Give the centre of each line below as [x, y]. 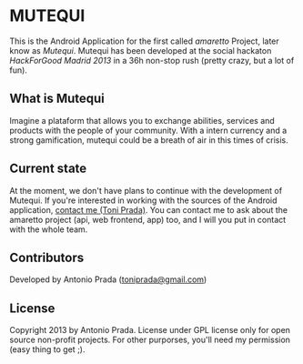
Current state [48, 169]
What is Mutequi [57, 99]
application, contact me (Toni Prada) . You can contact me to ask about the [149, 209]
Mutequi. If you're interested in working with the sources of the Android [143, 200]
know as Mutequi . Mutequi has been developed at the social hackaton [141, 50]
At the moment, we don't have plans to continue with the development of [146, 190]
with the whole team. [49, 229]
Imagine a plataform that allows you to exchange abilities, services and [142, 120]
